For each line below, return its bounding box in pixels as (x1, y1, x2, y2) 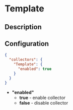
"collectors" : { (9, 57, 43, 62)
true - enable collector (19, 95, 66, 101)
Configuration (4, 39, 49, 48)
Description (4, 23, 42, 31)
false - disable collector (19, 100, 69, 106)
